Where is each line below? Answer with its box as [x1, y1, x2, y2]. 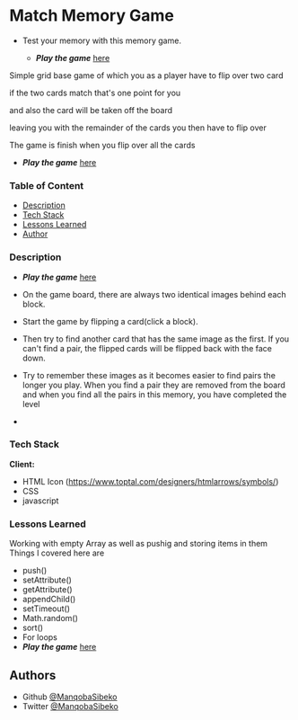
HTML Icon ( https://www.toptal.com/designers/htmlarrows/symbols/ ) [22, 476, 279, 486]
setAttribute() [22, 574, 72, 585]
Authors [9, 667, 57, 683]
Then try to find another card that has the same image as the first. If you [22, 333, 290, 344]
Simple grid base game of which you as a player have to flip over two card [9, 69, 284, 81]
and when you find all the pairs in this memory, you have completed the [22, 388, 287, 400]
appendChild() [22, 594, 76, 605]
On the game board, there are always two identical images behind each [22, 289, 286, 299]
